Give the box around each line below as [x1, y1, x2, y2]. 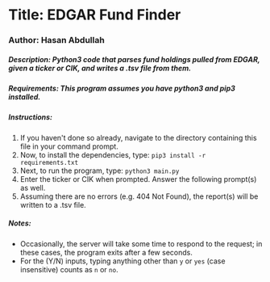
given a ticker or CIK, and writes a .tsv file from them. [8, 63, 192, 73]
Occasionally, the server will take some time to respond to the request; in [19, 238, 263, 248]
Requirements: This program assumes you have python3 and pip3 [8, 83, 236, 94]
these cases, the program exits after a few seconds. [19, 247, 193, 257]
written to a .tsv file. [19, 200, 86, 209]
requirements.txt [19, 158, 79, 166]
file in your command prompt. [19, 141, 118, 151]
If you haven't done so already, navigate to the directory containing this [19, 133, 257, 142]
